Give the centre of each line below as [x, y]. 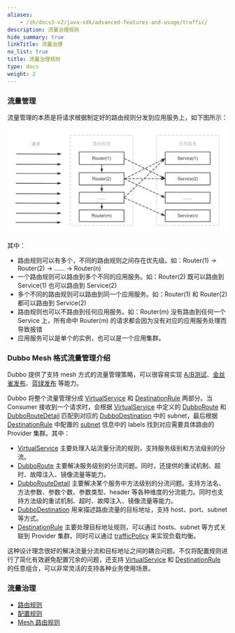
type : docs [23, 67]
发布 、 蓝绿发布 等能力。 [48, 383]
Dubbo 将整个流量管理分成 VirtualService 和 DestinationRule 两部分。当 [110, 398]
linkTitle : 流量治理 [35, 45]
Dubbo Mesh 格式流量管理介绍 [59, 358]
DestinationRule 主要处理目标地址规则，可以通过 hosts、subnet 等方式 [119, 527]
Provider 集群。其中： [39, 433]
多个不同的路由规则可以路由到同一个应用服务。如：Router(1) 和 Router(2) [122, 294]
